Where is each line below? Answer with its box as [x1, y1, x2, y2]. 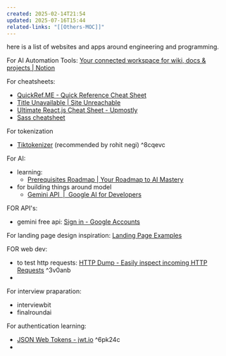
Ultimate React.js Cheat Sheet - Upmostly [16, 106, 138, 115]
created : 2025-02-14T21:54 [6, 10, 86, 18]
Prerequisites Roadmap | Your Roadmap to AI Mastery [27, 175, 184, 184]
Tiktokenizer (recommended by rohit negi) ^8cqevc [16, 141, 166, 149]
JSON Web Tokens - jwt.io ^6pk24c [16, 336, 120, 344]
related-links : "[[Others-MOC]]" [6, 23, 105, 30]
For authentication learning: [6, 322, 87, 331]
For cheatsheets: [6, 77, 56, 86]
